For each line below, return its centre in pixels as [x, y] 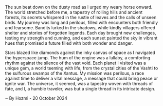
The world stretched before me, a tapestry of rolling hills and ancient [74, 12]
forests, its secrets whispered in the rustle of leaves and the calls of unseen [81, 17]
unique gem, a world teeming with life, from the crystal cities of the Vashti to [81, 68]
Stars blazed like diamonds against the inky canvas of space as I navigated [80, 53]
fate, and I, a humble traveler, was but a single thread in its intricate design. [80, 89]
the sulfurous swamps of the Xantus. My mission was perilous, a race [75, 73]
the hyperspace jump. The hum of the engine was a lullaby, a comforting [78, 58]
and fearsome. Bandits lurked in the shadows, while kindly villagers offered [80, 28]
